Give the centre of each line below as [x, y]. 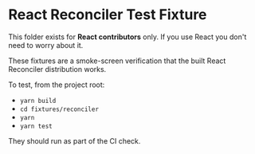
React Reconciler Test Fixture [108, 15]
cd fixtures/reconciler [59, 109]
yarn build [38, 101]
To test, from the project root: [57, 85]
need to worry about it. [46, 45]
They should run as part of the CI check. [75, 140]
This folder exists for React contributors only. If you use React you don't [127, 37]
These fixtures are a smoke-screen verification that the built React [117, 61]
